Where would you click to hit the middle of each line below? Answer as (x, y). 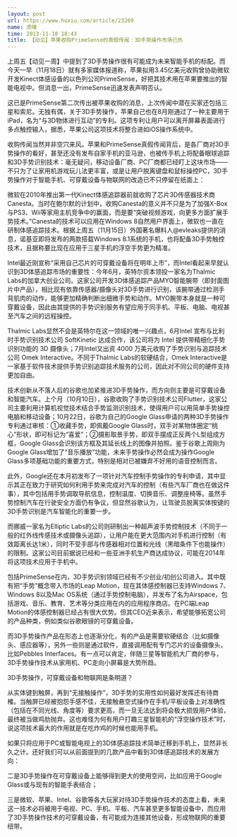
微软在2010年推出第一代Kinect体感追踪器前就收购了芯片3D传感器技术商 (111, 195)
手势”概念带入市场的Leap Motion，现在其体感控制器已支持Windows (120, 586)
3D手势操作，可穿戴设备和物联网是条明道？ (70, 678)
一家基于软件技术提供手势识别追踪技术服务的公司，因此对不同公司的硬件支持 (119, 366)
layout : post (26, 14)
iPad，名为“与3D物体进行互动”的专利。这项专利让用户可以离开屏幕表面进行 (116, 120)
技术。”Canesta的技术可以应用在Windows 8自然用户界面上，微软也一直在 (119, 221)
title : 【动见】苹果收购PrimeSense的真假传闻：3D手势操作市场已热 (95, 40)
